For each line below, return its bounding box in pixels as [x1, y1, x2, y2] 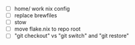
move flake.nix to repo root [14, 25, 81, 32]
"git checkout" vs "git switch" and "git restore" [14, 32, 129, 40]
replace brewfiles [14, 12, 57, 19]
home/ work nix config [14, 5, 70, 12]
